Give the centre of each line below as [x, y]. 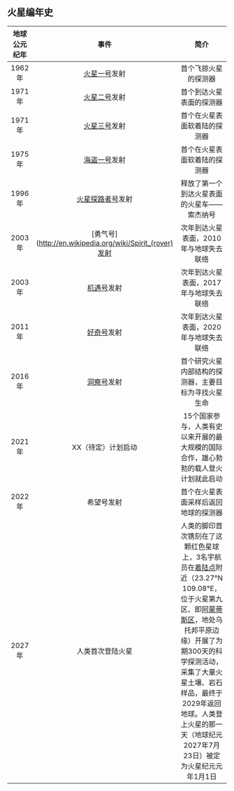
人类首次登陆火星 [104, 651]
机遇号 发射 [104, 288]
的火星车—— [202, 204]
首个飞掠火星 [202, 68]
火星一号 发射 [104, 73]
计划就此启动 [202, 478]
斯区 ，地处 [198, 620]
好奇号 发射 [104, 332]
